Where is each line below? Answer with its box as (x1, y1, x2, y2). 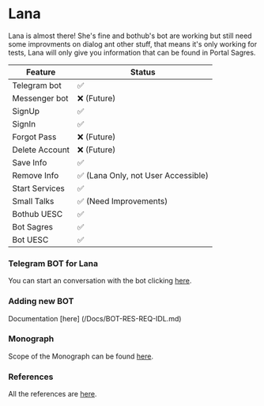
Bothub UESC (12, 208, 63, 219)
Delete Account (12, 144, 70, 155)
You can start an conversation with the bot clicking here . (8, 276, 192, 286)
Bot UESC (12, 234, 49, 245)
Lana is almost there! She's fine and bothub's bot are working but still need (8, 31, 252, 40)
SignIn (12, 118, 36, 129)
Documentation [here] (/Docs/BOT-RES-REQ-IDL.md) (8, 313, 182, 323)
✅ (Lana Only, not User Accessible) (77, 169, 209, 180)
